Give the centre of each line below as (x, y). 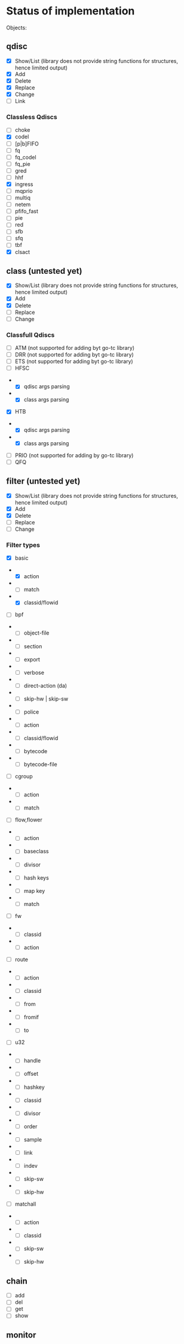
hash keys (36, 878)
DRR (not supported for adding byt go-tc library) (74, 355)
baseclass (36, 851)
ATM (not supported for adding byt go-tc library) (75, 348)
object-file (36, 633)
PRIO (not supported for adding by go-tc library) (74, 455)
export (32, 659)
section (33, 646)
